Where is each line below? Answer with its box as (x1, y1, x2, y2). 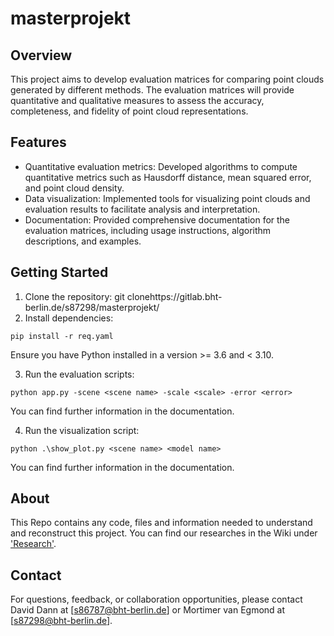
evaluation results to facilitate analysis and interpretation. (24, 203, 261, 215)
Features (10, 134, 67, 151)
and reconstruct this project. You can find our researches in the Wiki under (10, 527, 318, 539)
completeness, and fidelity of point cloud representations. (10, 105, 249, 117)
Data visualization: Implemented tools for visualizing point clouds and (24, 192, 311, 204)
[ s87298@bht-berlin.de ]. (10, 615, 113, 627)
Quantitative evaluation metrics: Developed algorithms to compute (24, 160, 298, 172)
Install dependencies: (24, 312, 114, 324)
